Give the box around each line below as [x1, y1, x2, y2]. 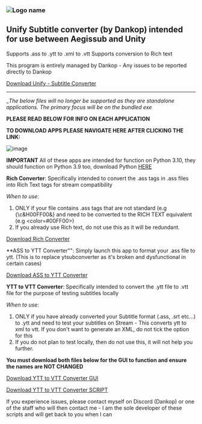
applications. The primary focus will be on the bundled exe [6, 103, 152, 111]
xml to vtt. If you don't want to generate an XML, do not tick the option [14, 325, 189, 332]
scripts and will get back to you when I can [6, 410, 112, 418]
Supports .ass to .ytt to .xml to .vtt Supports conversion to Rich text [6, 50, 173, 57]
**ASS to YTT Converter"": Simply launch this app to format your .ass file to [6, 247, 195, 254]
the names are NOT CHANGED [6, 363, 84, 370]
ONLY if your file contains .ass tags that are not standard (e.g [14, 204, 167, 211]
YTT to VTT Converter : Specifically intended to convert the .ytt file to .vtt [6, 283, 188, 290]
